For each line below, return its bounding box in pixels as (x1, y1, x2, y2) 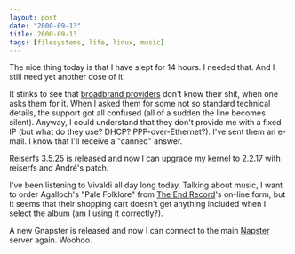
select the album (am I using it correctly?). (9, 208, 163, 218)
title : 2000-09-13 (9, 29, 77, 38)
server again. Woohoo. (9, 234, 92, 245)
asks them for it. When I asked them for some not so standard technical (9, 99, 271, 109)
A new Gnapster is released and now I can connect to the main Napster (9, 226, 270, 236)
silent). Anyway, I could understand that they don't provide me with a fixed (9, 117, 282, 128)
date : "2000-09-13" (9, 21, 82, 30)
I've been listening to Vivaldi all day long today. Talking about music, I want (9, 179, 283, 191)
